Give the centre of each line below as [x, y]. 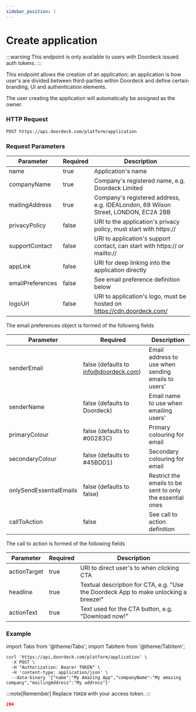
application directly [120, 270]
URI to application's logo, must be [140, 296]
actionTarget [26, 571]
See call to [163, 515]
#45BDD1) [97, 463]
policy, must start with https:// [135, 229]
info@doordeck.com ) [112, 372]
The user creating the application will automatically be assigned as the [91, 98]
